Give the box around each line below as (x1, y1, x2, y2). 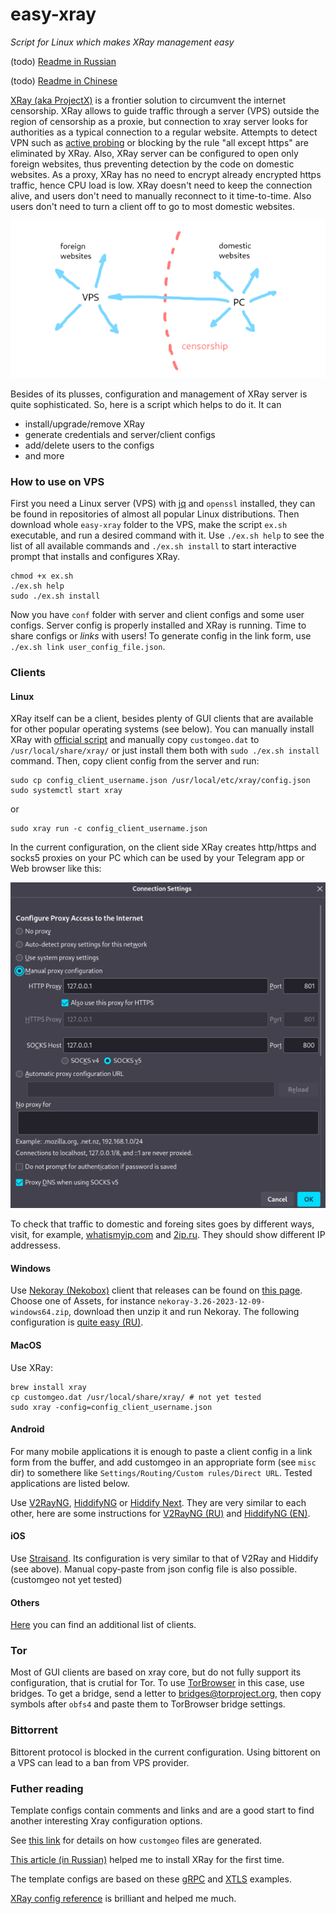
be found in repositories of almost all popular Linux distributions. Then (10, 508, 300, 520)
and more (24, 449, 65, 462)
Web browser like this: (10, 863, 102, 875)
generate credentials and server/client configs (24, 428, 216, 440)
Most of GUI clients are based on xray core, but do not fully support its (10, 1666, 302, 1678)
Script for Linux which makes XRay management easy (10, 36, 235, 48)
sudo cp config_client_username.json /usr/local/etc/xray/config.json (10, 776, 311, 786)
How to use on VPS (10, 474, 105, 488)
